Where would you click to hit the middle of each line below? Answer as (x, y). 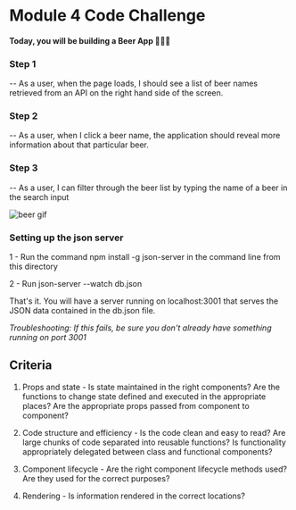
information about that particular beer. (79, 145)
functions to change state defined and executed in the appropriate (144, 396)
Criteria (31, 366)
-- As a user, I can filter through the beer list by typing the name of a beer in (148, 188)
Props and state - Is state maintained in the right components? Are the (151, 387)
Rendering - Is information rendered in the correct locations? (133, 496)
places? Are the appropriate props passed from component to (136, 405)
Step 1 (23, 63)
